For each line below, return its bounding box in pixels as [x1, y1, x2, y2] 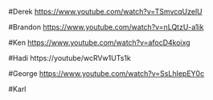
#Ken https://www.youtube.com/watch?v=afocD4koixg [8, 38, 190, 47]
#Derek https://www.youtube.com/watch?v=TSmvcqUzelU [8, 7, 203, 16]
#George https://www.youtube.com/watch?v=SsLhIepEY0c [8, 69, 205, 78]
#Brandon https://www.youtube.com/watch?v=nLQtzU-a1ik [8, 22, 204, 31]
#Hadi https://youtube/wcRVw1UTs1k [8, 54, 131, 62]
